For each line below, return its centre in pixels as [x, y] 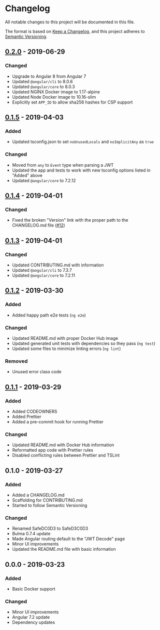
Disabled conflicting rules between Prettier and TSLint [66, 455]
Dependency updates [33, 622]
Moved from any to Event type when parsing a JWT [63, 165]
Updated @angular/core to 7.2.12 [44, 180]
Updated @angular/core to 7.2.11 [44, 275]
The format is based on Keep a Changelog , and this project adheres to [75, 31]
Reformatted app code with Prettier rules [52, 450]
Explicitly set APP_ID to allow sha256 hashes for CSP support [72, 102]
